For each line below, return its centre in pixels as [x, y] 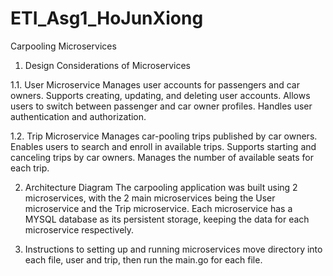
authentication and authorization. [78, 116]
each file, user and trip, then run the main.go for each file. [143, 259]
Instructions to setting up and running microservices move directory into [173, 249]
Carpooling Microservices [63, 46]
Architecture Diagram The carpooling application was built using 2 [161, 187]
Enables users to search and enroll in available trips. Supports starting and [163, 146]
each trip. [30, 168]
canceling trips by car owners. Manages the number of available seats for [162, 157]
